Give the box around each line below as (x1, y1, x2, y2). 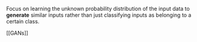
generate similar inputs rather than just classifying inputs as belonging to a (6, 11, 192, 19)
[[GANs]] (6, 29, 29, 37)
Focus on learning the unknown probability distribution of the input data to (6, 5, 190, 12)
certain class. (6, 18, 40, 25)
